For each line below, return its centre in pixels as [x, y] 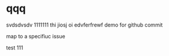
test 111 [15, 47]
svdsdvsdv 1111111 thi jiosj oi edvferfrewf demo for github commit [84, 25]
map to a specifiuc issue [36, 36]
